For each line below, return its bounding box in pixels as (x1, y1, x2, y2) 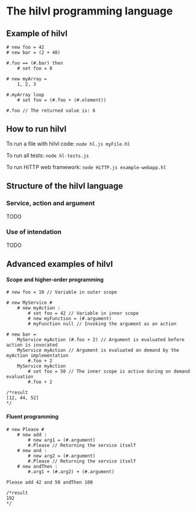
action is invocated (6, 342, 58, 348)
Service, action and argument (6, 199, 95, 208)
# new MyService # (6, 300, 52, 306)
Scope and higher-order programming (6, 276, 104, 283)
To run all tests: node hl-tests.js (6, 152, 89, 159)
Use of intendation (6, 228, 62, 236)
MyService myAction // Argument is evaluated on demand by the (17, 347, 180, 354)
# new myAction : (17, 305, 61, 312)
